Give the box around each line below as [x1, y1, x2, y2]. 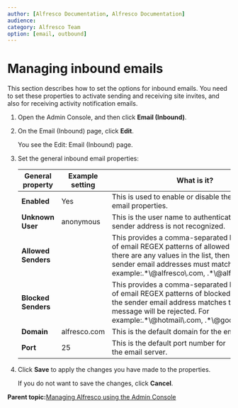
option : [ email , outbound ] [7, 30, 87, 38]
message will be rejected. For [111, 307, 210, 316]
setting [70, 180, 96, 190]
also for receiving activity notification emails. [7, 99, 138, 108]
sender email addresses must [111, 260, 210, 270]
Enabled [21, 197, 50, 206]
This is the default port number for [111, 338, 226, 348]
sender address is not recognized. [111, 221, 225, 231]
